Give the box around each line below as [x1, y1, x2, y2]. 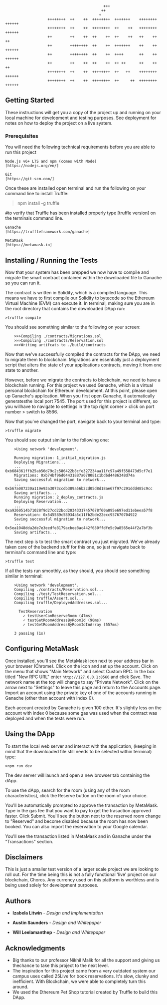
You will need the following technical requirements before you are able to [5, 144, 156, 150]
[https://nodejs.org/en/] [5, 163, 59, 169]
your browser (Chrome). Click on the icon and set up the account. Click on [5, 663, 158, 669]
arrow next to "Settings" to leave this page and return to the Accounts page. [5, 684, 162, 690]
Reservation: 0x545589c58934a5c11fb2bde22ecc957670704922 [14, 512, 137, 517]
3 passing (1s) [14, 631, 46, 636]
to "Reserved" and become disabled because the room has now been [5, 818, 149, 824]
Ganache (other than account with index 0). [5, 695, 95, 701]
